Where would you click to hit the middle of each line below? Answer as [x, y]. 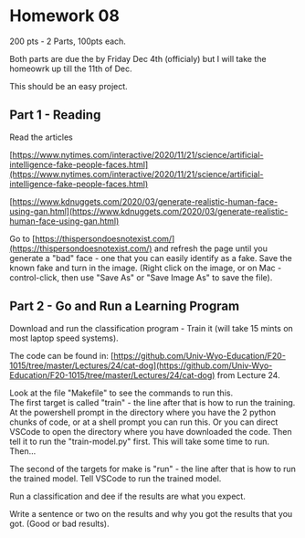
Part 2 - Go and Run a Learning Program [125, 306]
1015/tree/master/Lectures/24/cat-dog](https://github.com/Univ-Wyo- [141, 365]
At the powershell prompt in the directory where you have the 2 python [143, 412]
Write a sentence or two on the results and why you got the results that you [151, 513]
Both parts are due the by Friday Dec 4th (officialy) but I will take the [138, 58]
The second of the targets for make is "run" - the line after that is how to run [153, 469]
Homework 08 [65, 16]
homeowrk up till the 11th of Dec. [71, 69]
